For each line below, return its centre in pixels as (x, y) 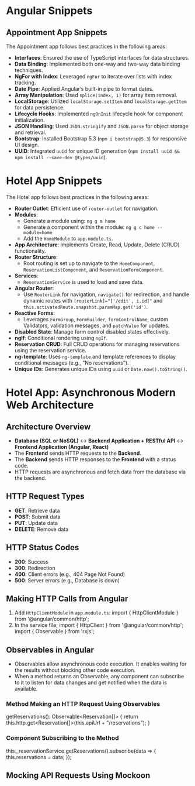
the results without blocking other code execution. (75, 670)
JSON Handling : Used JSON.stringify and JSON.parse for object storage (101, 126)
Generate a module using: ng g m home (69, 221)
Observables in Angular (50, 650)
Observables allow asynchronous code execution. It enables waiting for (100, 664)
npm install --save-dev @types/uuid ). (61, 157)
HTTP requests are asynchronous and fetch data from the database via (100, 472)
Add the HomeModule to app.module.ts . (68, 238)
